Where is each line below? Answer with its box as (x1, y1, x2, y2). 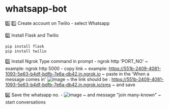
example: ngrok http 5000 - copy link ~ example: (5, 65, 108, 71)
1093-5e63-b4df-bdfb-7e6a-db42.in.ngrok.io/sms (5, 82, 111, 88)
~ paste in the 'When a (101, 70, 150, 77)
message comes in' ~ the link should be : (5, 76, 110, 82)
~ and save (111, 82, 136, 88)
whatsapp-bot (5, 3, 67, 15)
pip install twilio (5, 49, 47, 54)
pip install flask (5, 44, 44, 49)
